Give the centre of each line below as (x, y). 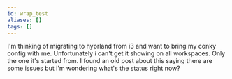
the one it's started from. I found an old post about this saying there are (110, 61)
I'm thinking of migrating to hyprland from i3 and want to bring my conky (112, 46)
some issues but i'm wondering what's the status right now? (94, 68)
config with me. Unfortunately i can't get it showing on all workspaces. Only (116, 53)
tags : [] (20, 26)
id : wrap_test (28, 14)
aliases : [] (24, 20)
